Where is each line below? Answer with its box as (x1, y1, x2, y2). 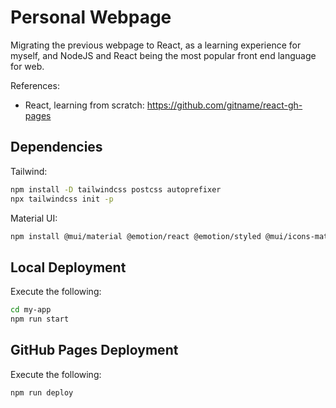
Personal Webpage (10, 6, 172, 29)
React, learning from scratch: (24, 99, 145, 111)
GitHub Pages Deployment (10, 342, 179, 359)
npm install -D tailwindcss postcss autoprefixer (10, 184, 222, 195)
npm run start (10, 314, 70, 325)
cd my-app (10, 305, 52, 315)
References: (10, 79, 60, 91)
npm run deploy (10, 387, 74, 398)
